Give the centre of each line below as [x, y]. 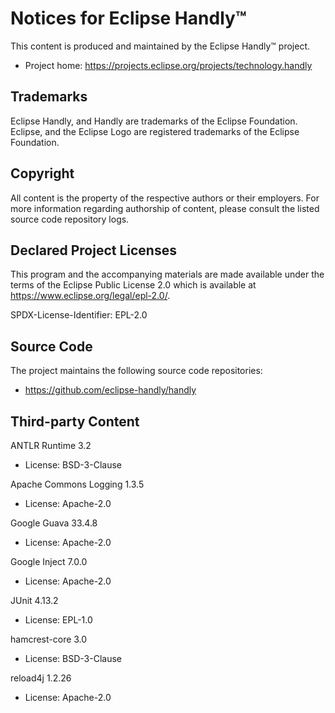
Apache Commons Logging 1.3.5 [77, 484]
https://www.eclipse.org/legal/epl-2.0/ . [90, 296]
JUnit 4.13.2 [34, 600]
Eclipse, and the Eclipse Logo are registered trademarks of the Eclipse [155, 131]
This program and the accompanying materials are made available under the [167, 274]
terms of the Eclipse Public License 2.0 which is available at [133, 285]
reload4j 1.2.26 [41, 678]
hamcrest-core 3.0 [49, 639]
